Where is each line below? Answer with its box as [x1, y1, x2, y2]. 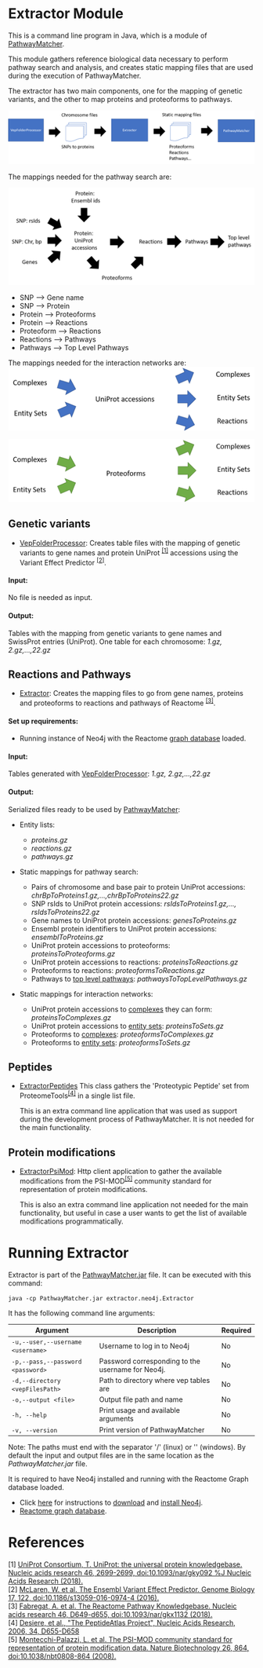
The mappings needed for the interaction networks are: [8, 358, 186, 368]
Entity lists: [19, 820, 56, 829]
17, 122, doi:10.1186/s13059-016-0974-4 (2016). [8, 1593, 160, 1602]
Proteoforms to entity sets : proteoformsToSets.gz [31, 1037, 191, 1047]
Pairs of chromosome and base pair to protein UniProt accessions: [31, 882, 246, 891]
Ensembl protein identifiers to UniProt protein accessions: [31, 924, 218, 933]
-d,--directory [11, 1377, 61, 1385]
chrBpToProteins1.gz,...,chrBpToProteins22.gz [31, 891, 179, 900]
